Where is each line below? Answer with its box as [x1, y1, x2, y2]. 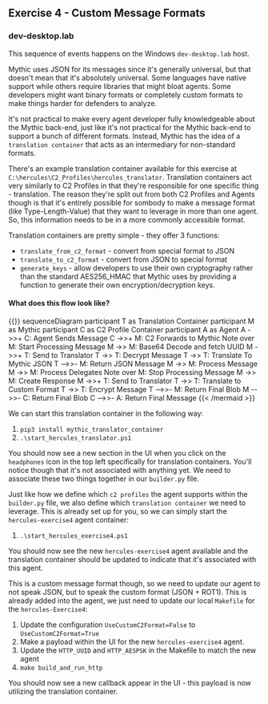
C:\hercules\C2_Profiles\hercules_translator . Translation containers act [8, 172, 252, 181]
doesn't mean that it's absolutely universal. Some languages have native [8, 72, 246, 83]
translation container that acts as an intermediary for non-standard [8, 140, 236, 149]
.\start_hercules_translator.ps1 [19, 433, 132, 442]
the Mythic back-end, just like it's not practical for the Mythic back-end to [8, 122, 251, 132]
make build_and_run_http [19, 664, 103, 672]
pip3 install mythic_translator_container [19, 425, 164, 433]
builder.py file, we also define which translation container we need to [8, 498, 246, 507]
